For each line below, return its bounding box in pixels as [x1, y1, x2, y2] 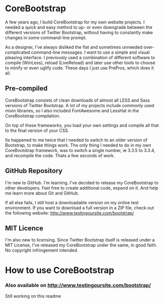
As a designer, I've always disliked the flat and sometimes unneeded [5, 44, 143, 50]
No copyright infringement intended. [5, 247, 79, 253]
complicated [5, 49, 30, 55]
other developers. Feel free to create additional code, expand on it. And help [5, 185, 159, 191]
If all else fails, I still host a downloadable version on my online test [5, 199, 139, 205]
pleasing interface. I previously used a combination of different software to [5, 54, 155, 60]
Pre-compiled [5, 84, 48, 93]
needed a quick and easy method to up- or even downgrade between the [5, 24, 153, 30]
